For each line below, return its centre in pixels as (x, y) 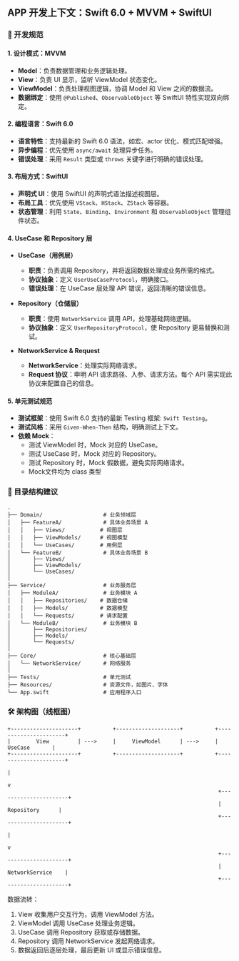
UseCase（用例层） (47, 255)
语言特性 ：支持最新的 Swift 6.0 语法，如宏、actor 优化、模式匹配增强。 (122, 141)
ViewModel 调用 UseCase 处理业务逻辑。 (78, 923)
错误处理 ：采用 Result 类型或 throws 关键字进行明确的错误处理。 (112, 158)
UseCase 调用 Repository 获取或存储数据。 (81, 932)
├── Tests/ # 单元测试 (69, 677)
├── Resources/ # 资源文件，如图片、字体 (88, 685)
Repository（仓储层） (50, 304)
